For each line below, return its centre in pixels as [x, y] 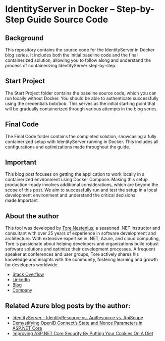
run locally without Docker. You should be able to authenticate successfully [82, 98]
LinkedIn [21, 280]
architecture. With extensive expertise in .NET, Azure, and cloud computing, [82, 239]
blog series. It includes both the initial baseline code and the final [71, 55]
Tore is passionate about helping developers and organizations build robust [82, 244]
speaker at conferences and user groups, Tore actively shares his [72, 254]
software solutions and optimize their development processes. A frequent [80, 249]
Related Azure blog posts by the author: [68, 306]
